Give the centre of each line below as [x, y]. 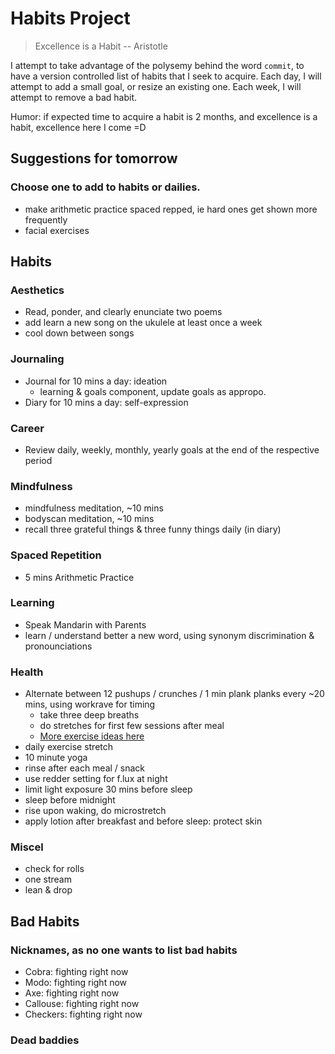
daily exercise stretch [69, 747]
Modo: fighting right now [76, 983]
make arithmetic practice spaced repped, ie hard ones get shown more [171, 209]
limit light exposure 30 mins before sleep [108, 789]
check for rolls [54, 869]
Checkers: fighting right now [83, 1014]
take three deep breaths [89, 715]
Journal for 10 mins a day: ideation [96, 381]
